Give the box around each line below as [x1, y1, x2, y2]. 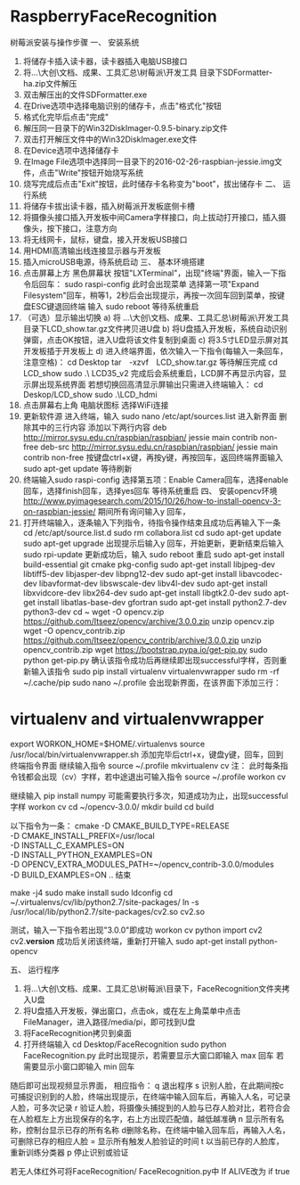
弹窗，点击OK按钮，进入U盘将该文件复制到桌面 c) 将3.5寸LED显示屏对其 [22, 334, 289, 345]
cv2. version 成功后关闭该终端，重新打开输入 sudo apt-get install [10, 935, 247, 946]
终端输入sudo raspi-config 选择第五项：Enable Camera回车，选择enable [22, 474, 288, 485]
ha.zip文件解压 [22, 78, 77, 88]
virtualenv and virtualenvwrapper [10, 709, 264, 729]
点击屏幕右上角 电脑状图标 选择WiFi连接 [22, 399, 169, 410]
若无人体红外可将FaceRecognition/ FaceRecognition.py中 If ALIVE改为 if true [10, 1165, 290, 1176]
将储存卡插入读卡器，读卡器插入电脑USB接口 [22, 55, 188, 66]
